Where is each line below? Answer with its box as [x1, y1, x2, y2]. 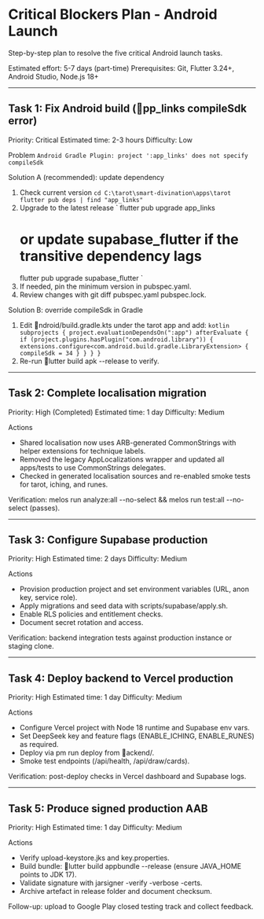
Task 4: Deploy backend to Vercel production [8, 671, 233, 685]
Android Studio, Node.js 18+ [8, 72, 100, 81]
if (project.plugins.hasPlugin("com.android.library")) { [19, 336, 214, 344]
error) [8, 114, 38, 127]
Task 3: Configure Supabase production [8, 533, 208, 546]
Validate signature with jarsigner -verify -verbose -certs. [19, 878, 203, 888]
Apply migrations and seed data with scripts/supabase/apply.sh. [19, 601, 229, 611]
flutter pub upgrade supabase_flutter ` [19, 273, 144, 282]
